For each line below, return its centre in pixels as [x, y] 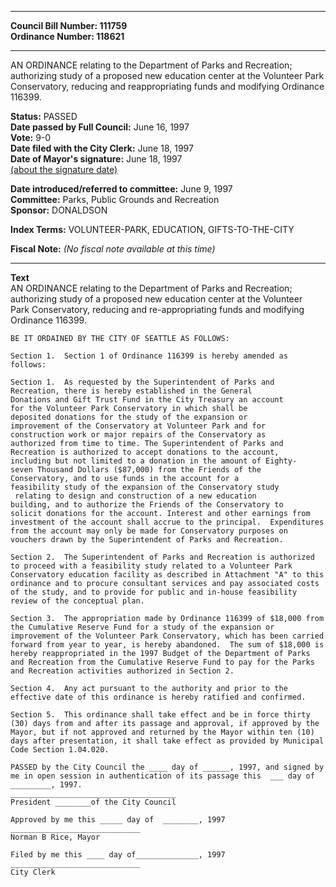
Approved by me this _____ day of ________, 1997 [118, 820]
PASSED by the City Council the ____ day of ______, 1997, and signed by [167, 767]
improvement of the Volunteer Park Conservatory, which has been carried [167, 636]
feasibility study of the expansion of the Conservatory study [145, 487]
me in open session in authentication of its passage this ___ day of [162, 776]
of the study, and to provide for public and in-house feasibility [154, 592]
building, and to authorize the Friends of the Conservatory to [147, 505]
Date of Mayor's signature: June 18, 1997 [96, 159]
